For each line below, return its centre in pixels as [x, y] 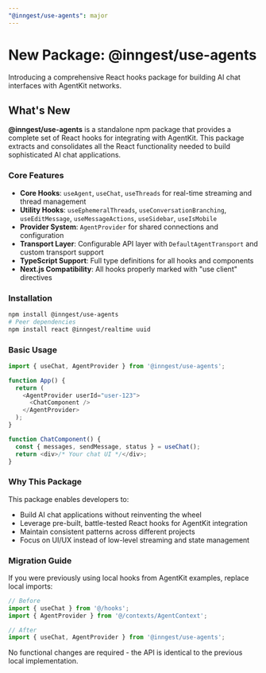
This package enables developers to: [69, 499]
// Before [25, 601]
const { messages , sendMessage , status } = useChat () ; [108, 446]
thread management [53, 201]
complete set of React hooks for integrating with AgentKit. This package [126, 138]
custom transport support [62, 252]
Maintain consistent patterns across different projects [108, 531]
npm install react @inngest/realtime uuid [79, 329]
